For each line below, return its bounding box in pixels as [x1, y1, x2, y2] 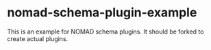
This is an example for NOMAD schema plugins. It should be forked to [7, 27, 204, 36]
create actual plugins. [7, 34, 69, 42]
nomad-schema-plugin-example [7, 5, 197, 21]
